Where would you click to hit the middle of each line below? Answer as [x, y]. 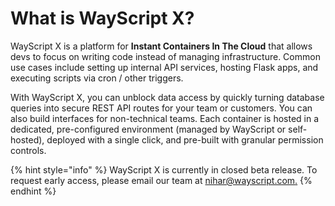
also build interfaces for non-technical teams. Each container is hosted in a [165, 118]
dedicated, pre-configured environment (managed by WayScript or [148, 129]
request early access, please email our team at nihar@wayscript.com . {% [161, 180]
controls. [28, 150]
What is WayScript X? [102, 18]
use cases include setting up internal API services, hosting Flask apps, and [164, 67]
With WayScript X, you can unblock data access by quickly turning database [167, 97]
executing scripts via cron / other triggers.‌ [97, 78]
